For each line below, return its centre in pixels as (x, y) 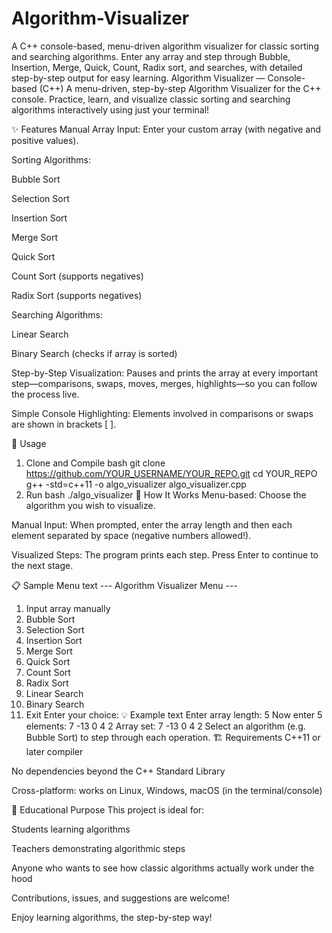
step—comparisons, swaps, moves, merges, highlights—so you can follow (164, 383)
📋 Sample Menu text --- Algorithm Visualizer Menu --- (124, 585)
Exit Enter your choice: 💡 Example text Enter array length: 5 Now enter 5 (174, 714)
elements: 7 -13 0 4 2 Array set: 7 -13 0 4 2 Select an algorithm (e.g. (165, 726)
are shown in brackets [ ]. (64, 424)
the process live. (45, 394)
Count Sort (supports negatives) (77, 276)
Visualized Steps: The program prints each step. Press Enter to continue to (165, 554)
